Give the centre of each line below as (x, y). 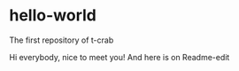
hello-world (53, 16)
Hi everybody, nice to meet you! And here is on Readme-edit (119, 57)
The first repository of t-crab (62, 40)
